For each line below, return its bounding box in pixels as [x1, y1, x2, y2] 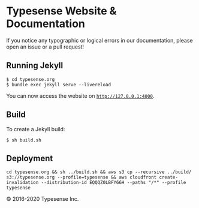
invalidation [6, 180, 39, 186]
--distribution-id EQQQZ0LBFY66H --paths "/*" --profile [41, 180, 186, 186]
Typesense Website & [6, 4, 117, 18]
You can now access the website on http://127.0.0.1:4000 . [6, 92, 155, 100]
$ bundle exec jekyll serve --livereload [6, 82, 111, 88]
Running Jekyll [6, 61, 64, 71]
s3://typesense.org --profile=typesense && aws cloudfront [6, 174, 157, 180]
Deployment [6, 153, 53, 163]
